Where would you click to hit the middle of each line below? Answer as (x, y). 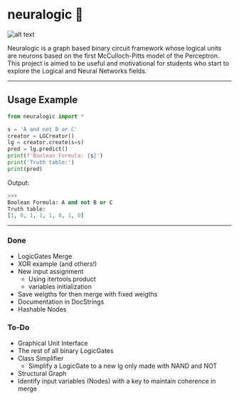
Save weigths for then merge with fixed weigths (87, 294)
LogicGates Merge (45, 256)
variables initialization (60, 286)
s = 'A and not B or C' (43, 129)
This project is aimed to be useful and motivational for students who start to (118, 63)
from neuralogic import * (46, 116)
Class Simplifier (41, 358)
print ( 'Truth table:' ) (41, 163)
